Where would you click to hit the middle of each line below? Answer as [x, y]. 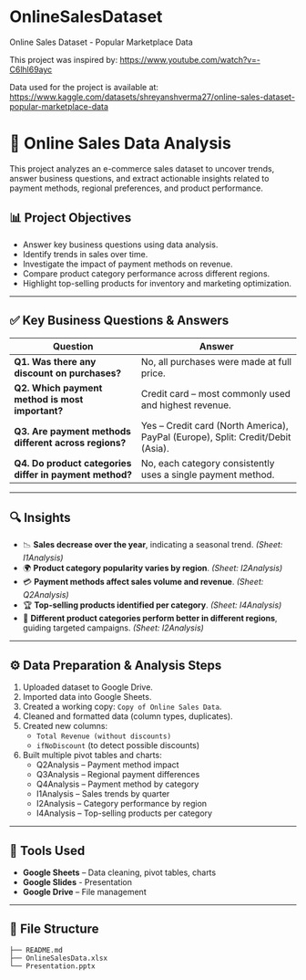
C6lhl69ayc [31, 69]
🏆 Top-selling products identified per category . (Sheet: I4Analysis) [152, 605]
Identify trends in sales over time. [85, 254]
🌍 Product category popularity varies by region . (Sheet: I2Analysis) [153, 568]
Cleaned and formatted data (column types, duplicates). [128, 716]
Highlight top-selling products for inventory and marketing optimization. [157, 283]
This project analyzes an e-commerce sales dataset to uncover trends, [142, 168]
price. [153, 373]
